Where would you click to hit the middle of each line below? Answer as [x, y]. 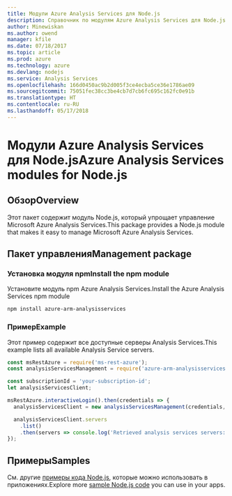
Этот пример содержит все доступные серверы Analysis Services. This [112, 342]
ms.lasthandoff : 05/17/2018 [48, 111]
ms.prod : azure [29, 59]
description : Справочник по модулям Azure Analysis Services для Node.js [117, 20]
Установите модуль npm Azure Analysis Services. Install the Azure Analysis [116, 289]
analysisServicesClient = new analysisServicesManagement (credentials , [120, 407]
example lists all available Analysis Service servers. [81, 350]
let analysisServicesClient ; [49, 388]
